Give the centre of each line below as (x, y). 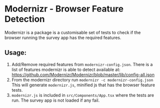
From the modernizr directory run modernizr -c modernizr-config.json (82, 80)
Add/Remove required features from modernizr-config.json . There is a (82, 64)
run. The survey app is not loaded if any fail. (56, 100)
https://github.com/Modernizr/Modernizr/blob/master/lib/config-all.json (83, 74)
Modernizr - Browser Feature (64, 9)
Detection (25, 19)
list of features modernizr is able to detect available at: (66, 69)
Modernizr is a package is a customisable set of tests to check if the (73, 32)
